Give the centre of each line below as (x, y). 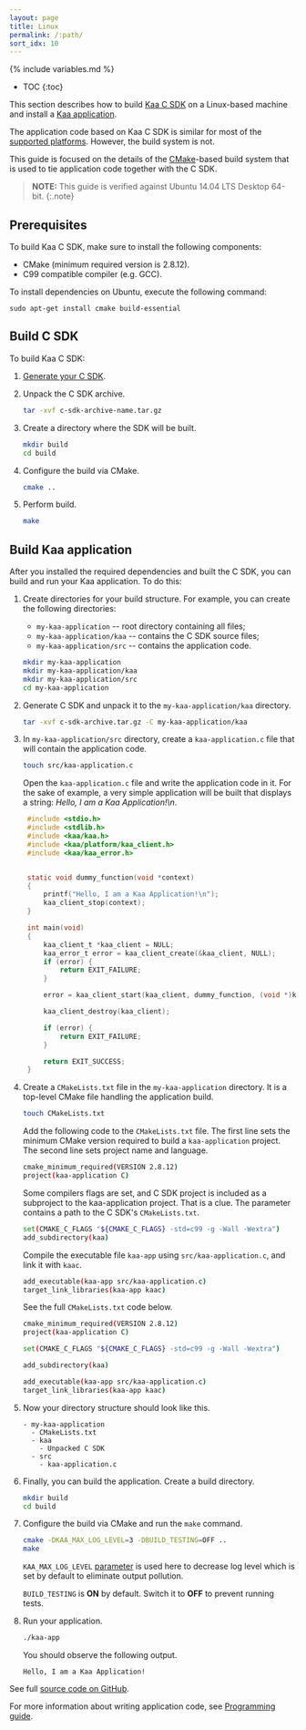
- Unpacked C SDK (72, 1448)
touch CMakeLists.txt (63, 1114)
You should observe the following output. (100, 1655)
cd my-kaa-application (66, 688)
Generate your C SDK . (64, 376)
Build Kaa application (71, 549)
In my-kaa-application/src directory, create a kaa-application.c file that (158, 739)
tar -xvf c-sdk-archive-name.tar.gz (92, 410)
